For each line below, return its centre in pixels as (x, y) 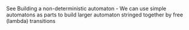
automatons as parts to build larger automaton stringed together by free (95, 15)
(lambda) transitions (31, 21)
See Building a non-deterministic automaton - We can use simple (86, 9)
